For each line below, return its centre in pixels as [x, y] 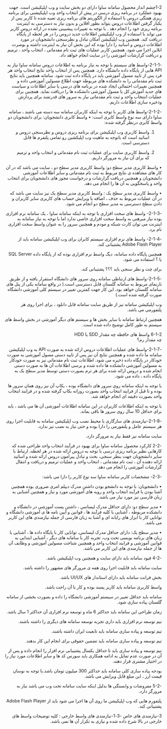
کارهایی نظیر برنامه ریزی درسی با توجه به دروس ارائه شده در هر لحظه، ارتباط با [87, 451]
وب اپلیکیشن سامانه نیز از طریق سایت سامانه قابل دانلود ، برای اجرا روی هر [91, 304]
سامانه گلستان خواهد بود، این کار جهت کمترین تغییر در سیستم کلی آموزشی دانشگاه [85, 289]
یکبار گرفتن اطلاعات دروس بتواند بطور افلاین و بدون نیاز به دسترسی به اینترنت [89, 23]
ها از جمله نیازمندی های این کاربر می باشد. [122, 548]
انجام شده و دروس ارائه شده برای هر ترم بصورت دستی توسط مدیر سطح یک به [88, 371]
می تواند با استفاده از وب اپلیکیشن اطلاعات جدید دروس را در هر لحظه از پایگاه [89, 34]
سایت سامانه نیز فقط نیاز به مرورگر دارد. [124, 436]
